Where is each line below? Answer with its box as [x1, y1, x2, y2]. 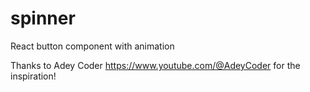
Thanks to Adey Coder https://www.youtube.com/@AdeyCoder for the [10, 59, 301, 71]
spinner [10, 7, 76, 30]
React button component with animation [10, 40, 175, 52]
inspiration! [10, 70, 57, 82]
